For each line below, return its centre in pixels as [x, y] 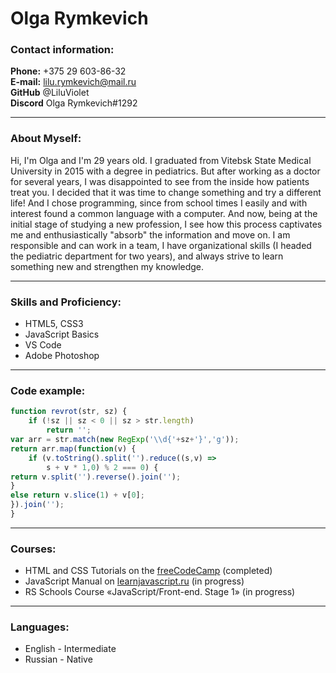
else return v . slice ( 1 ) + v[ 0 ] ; [77, 495]
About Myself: [46, 139]
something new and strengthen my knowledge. [107, 266]
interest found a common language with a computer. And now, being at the [164, 213]
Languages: [40, 627]
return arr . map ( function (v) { [73, 448]
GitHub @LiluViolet [50, 93]
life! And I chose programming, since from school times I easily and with [159, 203]
